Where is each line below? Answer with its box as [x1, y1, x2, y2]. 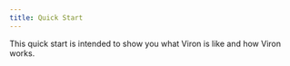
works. [9, 47, 35, 59]
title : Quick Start [9, 13, 84, 23]
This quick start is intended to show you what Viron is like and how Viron [9, 38, 282, 49]
